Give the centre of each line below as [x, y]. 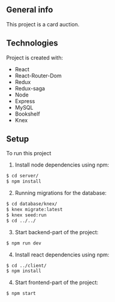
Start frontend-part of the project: [57, 283]
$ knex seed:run [26, 215]
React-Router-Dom [38, 75]
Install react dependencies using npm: [62, 255]
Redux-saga [30, 88]
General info [30, 10]
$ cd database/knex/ [32, 204]
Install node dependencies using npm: [62, 165]
